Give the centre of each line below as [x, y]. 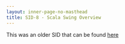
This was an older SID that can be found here [62, 34]
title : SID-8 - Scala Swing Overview [54, 17]
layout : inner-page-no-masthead [47, 12]
